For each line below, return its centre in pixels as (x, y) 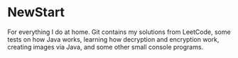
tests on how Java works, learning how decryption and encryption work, (113, 39)
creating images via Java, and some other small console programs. (106, 47)
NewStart (36, 12)
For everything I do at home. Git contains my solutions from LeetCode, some (119, 32)
